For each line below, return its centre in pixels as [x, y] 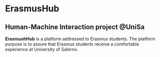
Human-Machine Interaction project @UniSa [75, 27]
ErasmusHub [32, 9]
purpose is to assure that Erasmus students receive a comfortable [72, 44]
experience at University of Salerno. [42, 49]
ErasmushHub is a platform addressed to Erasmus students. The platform [80, 39]
